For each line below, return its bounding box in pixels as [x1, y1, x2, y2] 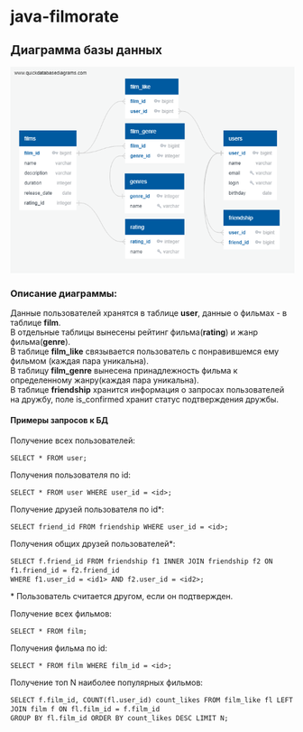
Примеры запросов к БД [10, 415, 109, 426]
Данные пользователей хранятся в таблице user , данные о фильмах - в [10, 308, 288, 319]
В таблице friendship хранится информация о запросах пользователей [10, 385, 285, 395]
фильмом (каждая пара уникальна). [10, 356, 150, 366]
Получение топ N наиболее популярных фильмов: [10, 677, 204, 688]
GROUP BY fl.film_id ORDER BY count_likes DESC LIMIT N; [10, 713, 229, 723]
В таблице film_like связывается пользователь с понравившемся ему [10, 346, 280, 357]
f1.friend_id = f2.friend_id [10, 566, 120, 575]
